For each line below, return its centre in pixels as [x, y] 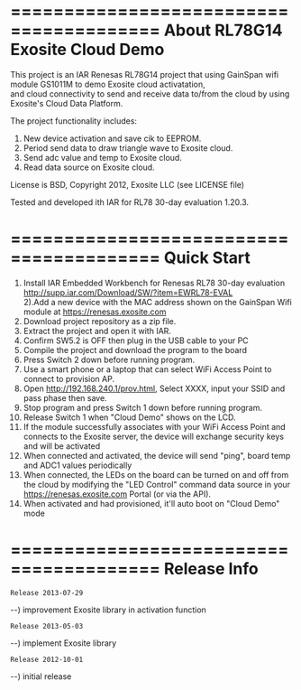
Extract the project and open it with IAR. [97, 331]
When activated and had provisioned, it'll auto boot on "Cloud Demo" [151, 503]
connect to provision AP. [69, 378]
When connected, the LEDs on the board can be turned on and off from [156, 474]
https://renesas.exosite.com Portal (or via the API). [117, 494]
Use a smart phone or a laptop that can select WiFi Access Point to [147, 369]
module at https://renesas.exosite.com [95, 312]
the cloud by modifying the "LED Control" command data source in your [157, 484]
